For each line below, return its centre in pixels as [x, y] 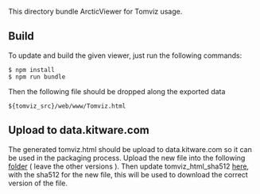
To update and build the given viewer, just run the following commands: [125, 55]
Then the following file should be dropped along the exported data [117, 91]
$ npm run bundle [37, 77]
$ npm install [32, 70]
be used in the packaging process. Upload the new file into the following [127, 158]
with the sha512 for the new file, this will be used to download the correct [128, 174]
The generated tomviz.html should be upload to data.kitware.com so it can [130, 149]
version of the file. [38, 183]
